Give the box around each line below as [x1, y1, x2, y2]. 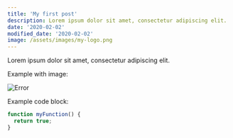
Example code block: [7, 97, 69, 106]
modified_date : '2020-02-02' [7, 30, 94, 38]
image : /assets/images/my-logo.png [7, 37, 113, 44]
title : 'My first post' [7, 10, 78, 18]
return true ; [13, 117, 53, 125]
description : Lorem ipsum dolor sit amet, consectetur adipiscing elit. [7, 17, 227, 24]
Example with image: [7, 70, 69, 79]
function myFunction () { [7, 111, 81, 118]
